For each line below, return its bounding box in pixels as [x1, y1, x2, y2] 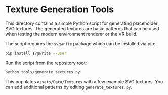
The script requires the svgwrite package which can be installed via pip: [5, 40, 156, 46]
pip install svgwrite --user [5, 51, 67, 56]
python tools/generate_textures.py [5, 69, 80, 74]
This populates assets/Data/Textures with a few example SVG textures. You [5, 78, 163, 84]
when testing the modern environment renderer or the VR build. [5, 31, 138, 37]
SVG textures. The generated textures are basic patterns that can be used [5, 25, 159, 31]
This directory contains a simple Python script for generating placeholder [5, 20, 158, 26]
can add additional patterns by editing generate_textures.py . [5, 84, 133, 90]
